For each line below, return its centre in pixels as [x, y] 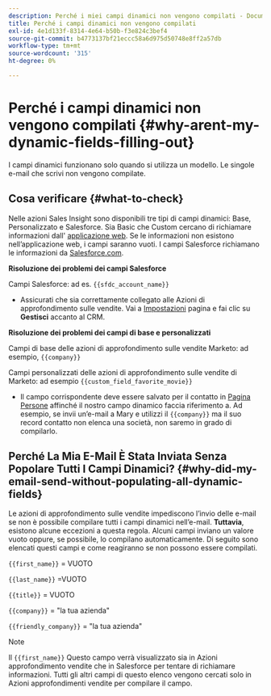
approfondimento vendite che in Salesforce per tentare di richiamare [122, 666]
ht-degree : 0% [32, 61]
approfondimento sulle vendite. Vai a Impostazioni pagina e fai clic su [135, 308]
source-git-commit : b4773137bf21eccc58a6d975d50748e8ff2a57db [115, 38]
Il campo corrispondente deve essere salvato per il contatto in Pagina [135, 396]
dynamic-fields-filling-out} [102, 143]
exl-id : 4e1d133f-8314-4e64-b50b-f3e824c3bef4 [88, 31]
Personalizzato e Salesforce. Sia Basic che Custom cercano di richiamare [130, 226]
